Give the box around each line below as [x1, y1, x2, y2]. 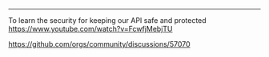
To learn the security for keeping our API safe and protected [8, 16, 207, 25]
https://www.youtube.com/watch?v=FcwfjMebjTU [8, 25, 173, 33]
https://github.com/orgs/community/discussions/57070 [8, 40, 191, 48]
